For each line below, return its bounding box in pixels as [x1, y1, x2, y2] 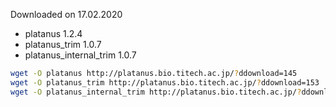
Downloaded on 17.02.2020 [10, 9, 123, 20]
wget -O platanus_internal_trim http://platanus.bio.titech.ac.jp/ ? [10, 87, 302, 97]
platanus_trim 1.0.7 [24, 39, 102, 50]
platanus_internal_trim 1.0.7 [24, 49, 137, 61]
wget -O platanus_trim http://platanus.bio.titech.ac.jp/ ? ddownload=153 [10, 77, 320, 88]
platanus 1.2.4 [24, 28, 83, 39]
